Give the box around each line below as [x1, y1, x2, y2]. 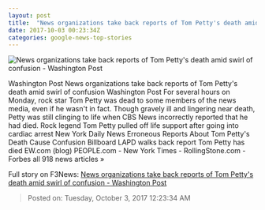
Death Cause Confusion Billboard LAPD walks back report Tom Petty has [8, 137, 245, 147]
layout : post [8, 11, 51, 20]
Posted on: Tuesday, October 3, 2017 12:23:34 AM [27, 193, 191, 203]
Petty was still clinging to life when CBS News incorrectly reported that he [8, 112, 248, 122]
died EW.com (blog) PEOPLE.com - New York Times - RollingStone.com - [8, 146, 246, 156]
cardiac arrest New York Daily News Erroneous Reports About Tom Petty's [8, 129, 250, 139]
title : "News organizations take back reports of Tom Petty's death [8, 19, 242, 27]
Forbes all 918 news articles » [8, 155, 105, 164]
